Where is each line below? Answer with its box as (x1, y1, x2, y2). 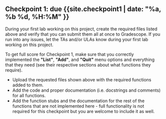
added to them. (12, 82, 44, 88)
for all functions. (12, 92, 46, 98)
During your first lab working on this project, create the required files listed (5, 26, 158, 32)
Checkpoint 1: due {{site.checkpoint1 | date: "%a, (5, 5, 161, 13)
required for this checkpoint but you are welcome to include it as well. (12, 108, 155, 114)
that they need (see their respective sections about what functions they (5, 61, 151, 67)
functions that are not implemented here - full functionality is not (12, 103, 145, 109)
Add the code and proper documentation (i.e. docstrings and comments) (12, 87, 161, 93)
